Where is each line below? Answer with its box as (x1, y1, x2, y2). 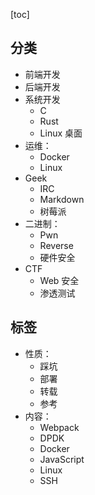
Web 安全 (39, 274, 80, 286)
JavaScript (39, 453, 85, 465)
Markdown (39, 193, 85, 205)
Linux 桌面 (39, 127, 83, 139)
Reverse (39, 239, 74, 251)
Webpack (39, 421, 80, 433)
